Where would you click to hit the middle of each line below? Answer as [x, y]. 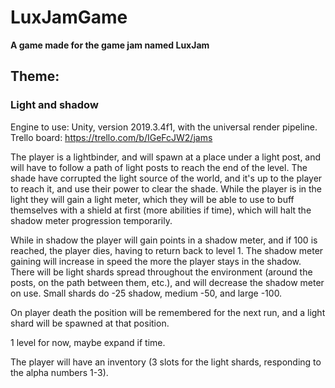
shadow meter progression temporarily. [91, 220]
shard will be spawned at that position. [90, 323]
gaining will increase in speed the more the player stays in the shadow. [156, 261]
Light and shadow [54, 105]
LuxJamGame [69, 17]
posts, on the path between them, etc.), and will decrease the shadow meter [167, 282]
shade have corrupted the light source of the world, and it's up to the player [166, 178]
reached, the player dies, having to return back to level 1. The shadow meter [167, 250]
